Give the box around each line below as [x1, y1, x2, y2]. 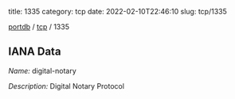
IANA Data [8, 45, 61, 59]
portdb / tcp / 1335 [8, 22, 70, 31]
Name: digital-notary [8, 66, 77, 75]
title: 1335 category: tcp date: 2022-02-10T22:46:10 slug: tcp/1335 [8, 7, 227, 16]
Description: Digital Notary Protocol [8, 81, 125, 90]
